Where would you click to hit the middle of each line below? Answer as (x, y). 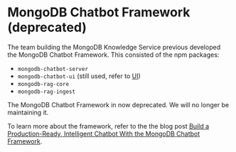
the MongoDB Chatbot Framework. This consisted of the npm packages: (113, 55)
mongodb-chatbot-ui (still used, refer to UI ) (79, 76)
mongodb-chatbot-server (53, 69)
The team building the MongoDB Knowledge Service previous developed (114, 47)
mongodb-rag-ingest (47, 92)
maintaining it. (28, 112)
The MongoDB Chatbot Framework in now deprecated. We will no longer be (118, 104)
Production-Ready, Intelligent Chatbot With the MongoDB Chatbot (104, 134)
